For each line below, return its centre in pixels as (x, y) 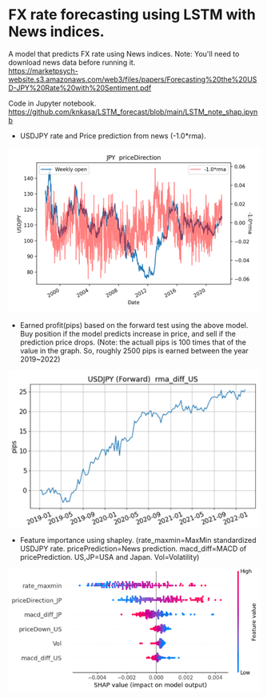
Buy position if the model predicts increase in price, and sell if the (128, 333)
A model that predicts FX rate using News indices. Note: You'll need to (124, 54)
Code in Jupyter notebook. (52, 103)
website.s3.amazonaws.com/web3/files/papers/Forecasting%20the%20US (133, 79)
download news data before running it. (72, 62)
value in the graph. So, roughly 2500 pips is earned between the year (134, 350)
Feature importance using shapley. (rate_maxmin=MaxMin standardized (138, 540)
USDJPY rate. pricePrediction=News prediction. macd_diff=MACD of (133, 548)
